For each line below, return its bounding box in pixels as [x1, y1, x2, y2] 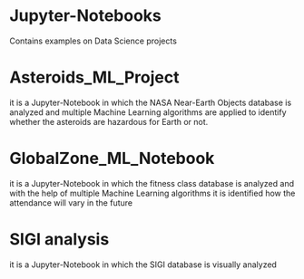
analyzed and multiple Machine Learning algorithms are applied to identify [9, 106, 288, 118]
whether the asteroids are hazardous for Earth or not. [9, 116, 209, 127]
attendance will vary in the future [9, 197, 133, 208]
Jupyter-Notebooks [9, 5, 162, 26]
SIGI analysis [9, 229, 110, 249]
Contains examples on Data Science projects [9, 35, 177, 46]
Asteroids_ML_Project [9, 67, 180, 88]
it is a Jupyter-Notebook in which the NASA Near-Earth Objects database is [9, 97, 292, 108]
